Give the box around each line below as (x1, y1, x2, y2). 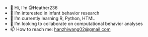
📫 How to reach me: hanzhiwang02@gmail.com (10, 26, 111, 32)
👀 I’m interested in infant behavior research (10, 10, 100, 16)
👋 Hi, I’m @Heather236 (10, 5, 58, 10)
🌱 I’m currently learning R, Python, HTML (10, 15, 95, 21)
